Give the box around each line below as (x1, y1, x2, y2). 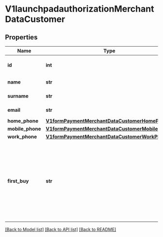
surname (7, 93, 29, 99)
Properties (5, 33, 38, 41)
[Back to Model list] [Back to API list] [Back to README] (5, 227, 116, 232)
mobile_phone (7, 125, 41, 132)
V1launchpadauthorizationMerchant (5, 3, 154, 15)
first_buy (7, 178, 29, 184)
